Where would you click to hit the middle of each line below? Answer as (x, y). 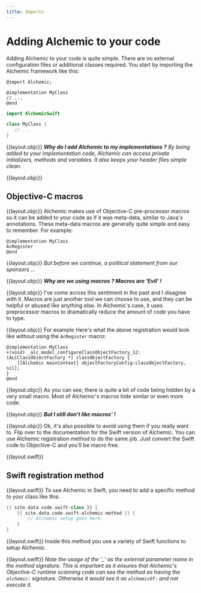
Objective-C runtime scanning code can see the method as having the (93, 572)
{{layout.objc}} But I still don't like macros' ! (61, 414)
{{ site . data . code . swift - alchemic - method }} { (76, 513)
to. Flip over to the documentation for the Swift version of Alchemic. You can (100, 432)
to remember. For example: (40, 230)
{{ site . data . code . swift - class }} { (52, 507)
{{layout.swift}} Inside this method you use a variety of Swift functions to (96, 541)
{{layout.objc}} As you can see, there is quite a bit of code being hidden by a (101, 390)
